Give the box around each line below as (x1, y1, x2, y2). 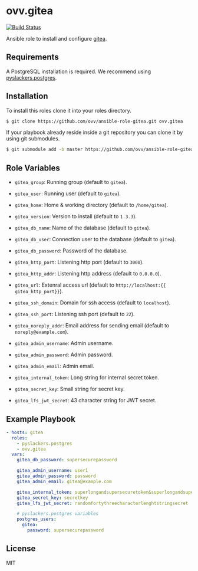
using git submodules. (6, 135, 60, 142)
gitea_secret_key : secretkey (16, 494, 88, 501)
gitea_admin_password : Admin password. (14, 351, 113, 358)
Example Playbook (6, 414, 75, 424)
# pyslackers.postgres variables (16, 511, 99, 517)
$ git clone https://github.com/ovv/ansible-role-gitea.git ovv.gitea (6, 118, 183, 124)
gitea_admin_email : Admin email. (14, 363, 94, 370)
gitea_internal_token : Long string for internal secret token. (14, 374, 160, 381)
